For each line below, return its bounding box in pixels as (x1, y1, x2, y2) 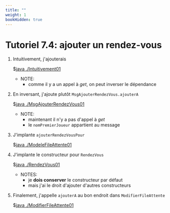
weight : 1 (5, 12, 27, 17)
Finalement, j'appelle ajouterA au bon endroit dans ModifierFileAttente (12, 193, 165, 199)
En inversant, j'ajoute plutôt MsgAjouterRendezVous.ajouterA (12, 91, 139, 97)
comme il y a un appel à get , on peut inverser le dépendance (28, 81, 157, 88)
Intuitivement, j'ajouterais (12, 56, 67, 62)
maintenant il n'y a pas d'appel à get (28, 116, 105, 123)
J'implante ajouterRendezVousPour (12, 132, 85, 138)
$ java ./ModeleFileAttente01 (12, 142, 72, 148)
